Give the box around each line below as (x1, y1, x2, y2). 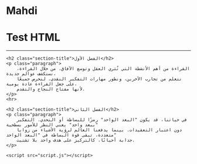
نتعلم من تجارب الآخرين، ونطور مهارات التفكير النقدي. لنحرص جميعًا (16, 76, 182, 82)
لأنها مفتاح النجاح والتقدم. (16, 86, 85, 92)
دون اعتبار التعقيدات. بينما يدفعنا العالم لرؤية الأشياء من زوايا (16, 127, 182, 133)
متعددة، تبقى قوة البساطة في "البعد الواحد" (6, 132, 117, 138)
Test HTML (6, 31, 60, 44)
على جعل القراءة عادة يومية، (6, 81, 77, 87)
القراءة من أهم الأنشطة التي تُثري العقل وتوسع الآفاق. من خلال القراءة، (16, 66, 191, 72)
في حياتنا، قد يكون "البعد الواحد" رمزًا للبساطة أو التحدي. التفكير (16, 117, 188, 123)
